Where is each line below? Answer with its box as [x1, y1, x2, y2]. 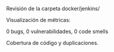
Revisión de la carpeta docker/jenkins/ [6, 5, 100, 12]
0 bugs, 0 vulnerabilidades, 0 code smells [6, 28, 109, 35]
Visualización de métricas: [6, 17, 71, 23]
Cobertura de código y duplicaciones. [6, 40, 99, 46]
